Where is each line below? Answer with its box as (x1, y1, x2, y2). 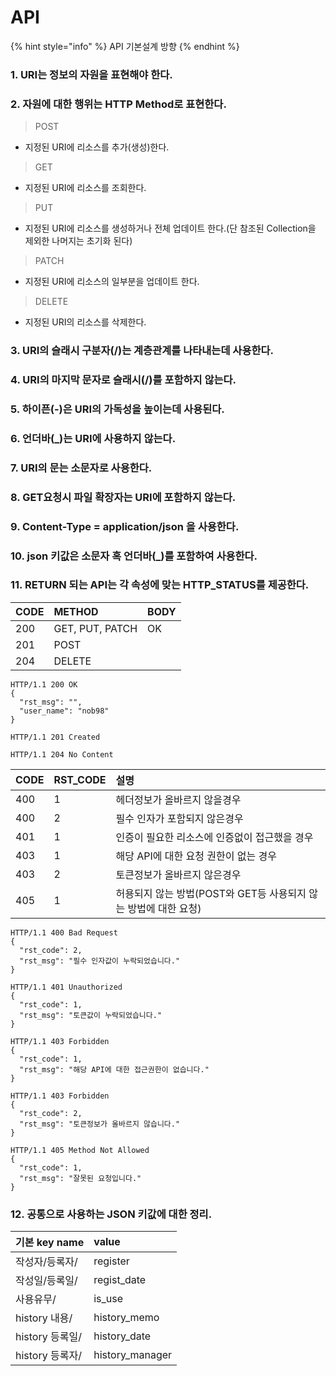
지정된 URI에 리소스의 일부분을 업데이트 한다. (24, 276, 200, 288)
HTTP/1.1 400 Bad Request (10, 927, 118, 938)
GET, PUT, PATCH (53, 621, 138, 635)
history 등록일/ (15, 1330, 82, 1344)
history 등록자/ (15, 1349, 82, 1363)
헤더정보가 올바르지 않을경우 (115, 792, 242, 806)
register (93, 1254, 130, 1268)
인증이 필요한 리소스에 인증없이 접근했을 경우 (115, 830, 314, 844)
